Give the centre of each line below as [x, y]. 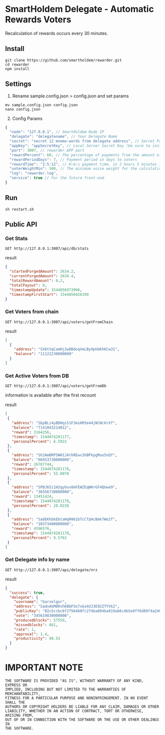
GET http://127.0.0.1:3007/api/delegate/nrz [51, 570]
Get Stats [16, 239]
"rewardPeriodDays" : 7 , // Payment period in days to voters [73, 160]
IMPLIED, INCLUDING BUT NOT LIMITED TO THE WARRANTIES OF [66, 690]
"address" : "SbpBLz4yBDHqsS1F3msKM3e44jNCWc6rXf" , [65, 423]
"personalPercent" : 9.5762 [39, 538]
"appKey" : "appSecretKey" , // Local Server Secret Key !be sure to [80, 146]
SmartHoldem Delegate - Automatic [80, 9]
